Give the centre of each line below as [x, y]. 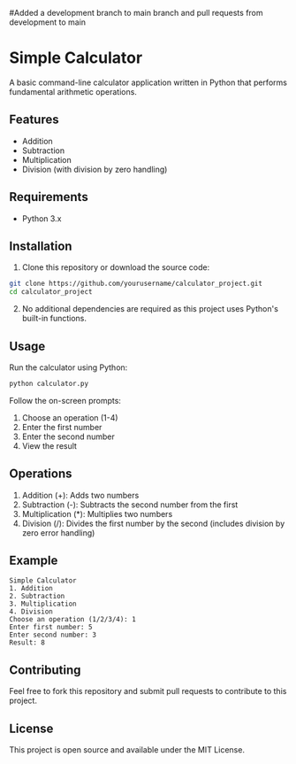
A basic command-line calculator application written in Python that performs [148, 82]
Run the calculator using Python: [68, 367]
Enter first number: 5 [51, 628]
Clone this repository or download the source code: [116, 267]
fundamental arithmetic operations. [73, 91]
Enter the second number [68, 436]
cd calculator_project [51, 292]
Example [34, 561]
